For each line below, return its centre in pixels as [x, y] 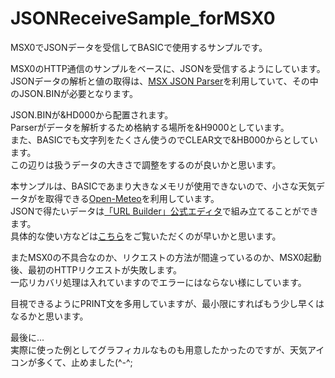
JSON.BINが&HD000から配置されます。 [92, 114]
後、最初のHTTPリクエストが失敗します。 [96, 269]
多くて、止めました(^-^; [84, 362]
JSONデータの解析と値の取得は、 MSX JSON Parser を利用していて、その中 [164, 81]
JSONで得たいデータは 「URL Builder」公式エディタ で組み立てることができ [164, 211]
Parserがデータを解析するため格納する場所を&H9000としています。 [150, 127]
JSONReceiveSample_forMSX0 [143, 18]
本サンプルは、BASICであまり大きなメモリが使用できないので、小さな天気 [163, 186]
